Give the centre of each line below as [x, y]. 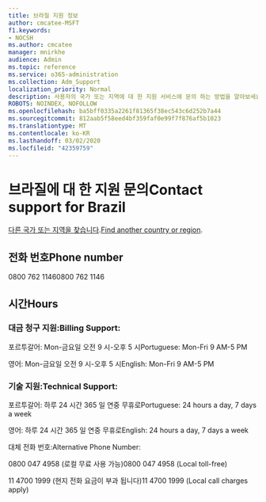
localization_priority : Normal [60, 89]
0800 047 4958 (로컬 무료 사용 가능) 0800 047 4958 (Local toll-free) [118, 464]
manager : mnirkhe [37, 52]
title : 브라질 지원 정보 [44, 15]
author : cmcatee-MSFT [44, 23]
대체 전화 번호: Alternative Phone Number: [74, 447]
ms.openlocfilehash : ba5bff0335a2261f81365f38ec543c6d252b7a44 [115, 112]
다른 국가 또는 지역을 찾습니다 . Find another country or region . [106, 230]
